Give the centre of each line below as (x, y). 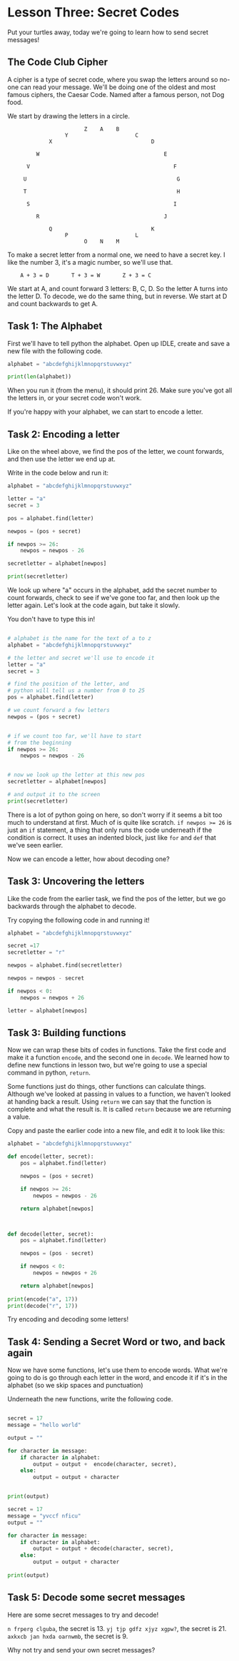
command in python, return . (49, 1073)
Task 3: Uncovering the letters (76, 882)
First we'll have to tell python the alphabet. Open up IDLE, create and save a (119, 343)
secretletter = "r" (36, 953)
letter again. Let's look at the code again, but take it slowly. (94, 605)
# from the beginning (40, 743)
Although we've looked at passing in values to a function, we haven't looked (119, 1094)
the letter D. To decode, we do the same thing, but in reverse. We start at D (117, 296)
